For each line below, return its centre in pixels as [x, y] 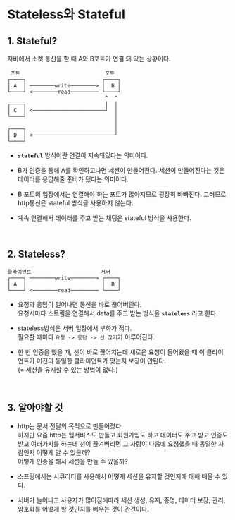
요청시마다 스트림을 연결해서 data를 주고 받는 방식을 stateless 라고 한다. [118, 313]
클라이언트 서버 [59, 272]
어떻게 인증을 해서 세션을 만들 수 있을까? [72, 461]
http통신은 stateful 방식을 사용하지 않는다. [75, 203]
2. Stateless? [36, 254]
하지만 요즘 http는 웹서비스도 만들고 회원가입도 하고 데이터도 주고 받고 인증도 [123, 435]
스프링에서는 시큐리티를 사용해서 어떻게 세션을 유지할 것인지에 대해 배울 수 [119, 476]
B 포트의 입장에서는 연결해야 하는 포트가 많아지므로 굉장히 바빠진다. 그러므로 [122, 194]
